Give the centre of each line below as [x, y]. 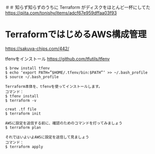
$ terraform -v [21, 100]
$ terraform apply [24, 147]
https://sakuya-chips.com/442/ [37, 48]
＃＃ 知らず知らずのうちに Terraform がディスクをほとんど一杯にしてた [78, 7]
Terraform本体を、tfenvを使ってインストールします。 [54, 86]
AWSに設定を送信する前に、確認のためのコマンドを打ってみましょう [64, 123]
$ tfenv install [22, 96]
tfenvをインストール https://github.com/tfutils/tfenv [58, 59]
